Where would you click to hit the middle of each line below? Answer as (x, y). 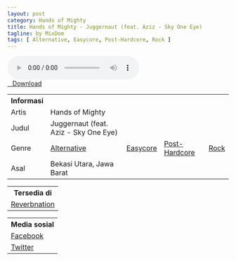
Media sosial (33, 225)
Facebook (27, 236)
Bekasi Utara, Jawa (82, 164)
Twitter (22, 248)
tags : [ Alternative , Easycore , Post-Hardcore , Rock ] (89, 40)
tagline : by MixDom (36, 33)
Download (27, 83)
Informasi (27, 101)
